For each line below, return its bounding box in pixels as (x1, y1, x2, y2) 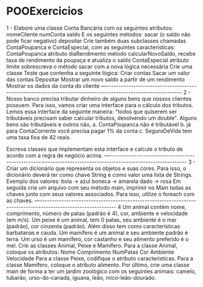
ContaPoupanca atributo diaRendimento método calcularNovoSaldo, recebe (6, 50, 196, 57)
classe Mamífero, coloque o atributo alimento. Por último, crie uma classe (6, 261, 190, 268)
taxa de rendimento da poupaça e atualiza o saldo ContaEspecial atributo (6, 56, 189, 64)
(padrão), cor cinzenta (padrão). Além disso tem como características (6, 222, 181, 229)
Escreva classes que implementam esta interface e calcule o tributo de (6, 145, 183, 153)
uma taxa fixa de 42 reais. (6, 133, 72, 140)
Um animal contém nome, (122, 203, 187, 210)
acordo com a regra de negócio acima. (6, 151, 103, 159)
